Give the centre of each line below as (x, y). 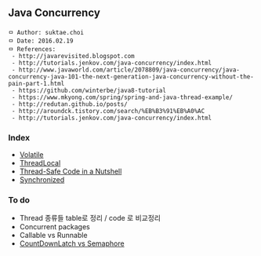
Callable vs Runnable (53, 236)
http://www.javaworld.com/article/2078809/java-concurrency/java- (129, 70)
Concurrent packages (54, 227)
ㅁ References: (32, 49)
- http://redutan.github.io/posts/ (69, 104)
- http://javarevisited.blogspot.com (73, 56)
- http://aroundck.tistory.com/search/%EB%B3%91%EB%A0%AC (108, 111)
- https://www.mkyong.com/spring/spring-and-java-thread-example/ (122, 97)
